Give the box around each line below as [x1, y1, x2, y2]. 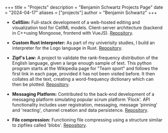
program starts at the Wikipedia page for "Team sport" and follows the [12, 65, 158, 71]
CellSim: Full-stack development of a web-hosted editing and [12, 20, 140, 25]
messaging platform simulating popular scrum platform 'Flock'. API [12, 96, 150, 102]
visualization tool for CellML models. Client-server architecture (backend [12, 25, 163, 31]
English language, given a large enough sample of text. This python [12, 60, 152, 66]
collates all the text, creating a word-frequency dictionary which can [12, 76, 154, 82]
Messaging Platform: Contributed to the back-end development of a [12, 91, 154, 97]
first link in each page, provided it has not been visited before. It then [12, 71, 155, 77]
